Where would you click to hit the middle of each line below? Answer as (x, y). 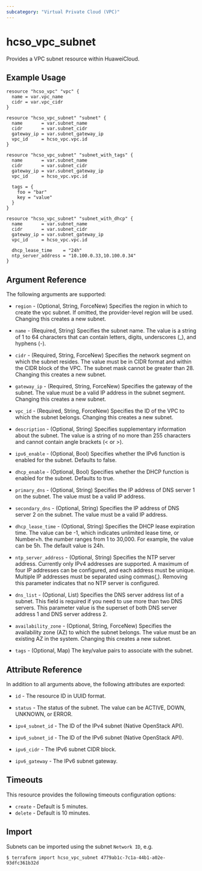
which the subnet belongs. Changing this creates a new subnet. (94, 417)
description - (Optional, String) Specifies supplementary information (100, 429)
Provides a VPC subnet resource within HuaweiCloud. (73, 59)
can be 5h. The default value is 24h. (60, 546)
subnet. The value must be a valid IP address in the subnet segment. (100, 393)
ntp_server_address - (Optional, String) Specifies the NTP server (95, 557)
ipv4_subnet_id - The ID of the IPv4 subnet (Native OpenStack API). (99, 726)
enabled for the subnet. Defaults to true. (65, 479)
